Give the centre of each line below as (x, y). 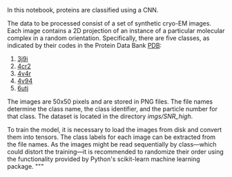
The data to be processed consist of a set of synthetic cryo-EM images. (109, 23)
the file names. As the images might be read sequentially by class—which (112, 144)
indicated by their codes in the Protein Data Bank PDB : (85, 45)
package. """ (26, 166)
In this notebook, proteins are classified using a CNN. (83, 10)
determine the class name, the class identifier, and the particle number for (113, 109)
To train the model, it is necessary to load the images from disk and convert (115, 130)
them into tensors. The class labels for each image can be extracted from (112, 137)
